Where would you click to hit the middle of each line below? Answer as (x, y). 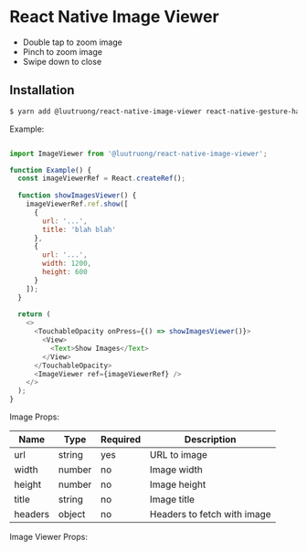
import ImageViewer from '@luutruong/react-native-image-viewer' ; (138, 154)
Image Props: (34, 417)
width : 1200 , (67, 264)
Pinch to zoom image (63, 51)
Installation (42, 90)
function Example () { (51, 170)
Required (121, 439)
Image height (178, 484)
